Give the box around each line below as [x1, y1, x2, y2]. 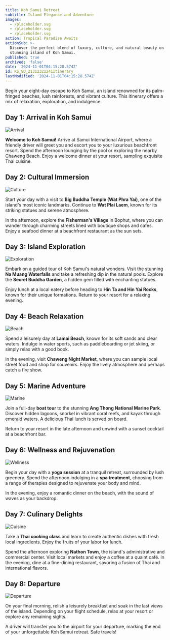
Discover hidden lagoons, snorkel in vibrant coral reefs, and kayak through [5, 410, 161, 416]
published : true [5, 54, 39, 60]
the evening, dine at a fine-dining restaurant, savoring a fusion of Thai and [5, 559, 160, 565]
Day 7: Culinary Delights [5, 510, 83, 519]
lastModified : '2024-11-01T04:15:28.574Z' [5, 74, 96, 79]
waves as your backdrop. [5, 495, 58, 501]
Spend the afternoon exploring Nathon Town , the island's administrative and [5, 548, 165, 555]
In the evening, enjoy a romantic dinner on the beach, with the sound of [5, 489, 154, 496]
